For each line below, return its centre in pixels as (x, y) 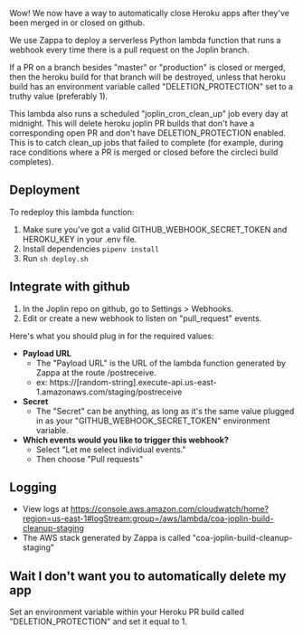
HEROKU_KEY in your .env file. (80, 239)
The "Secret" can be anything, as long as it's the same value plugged (165, 411)
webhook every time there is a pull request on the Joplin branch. (130, 50)
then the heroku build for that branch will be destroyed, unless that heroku (148, 77)
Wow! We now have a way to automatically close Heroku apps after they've (149, 13)
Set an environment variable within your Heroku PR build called (127, 612)
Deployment (45, 190)
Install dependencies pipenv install (91, 249)
